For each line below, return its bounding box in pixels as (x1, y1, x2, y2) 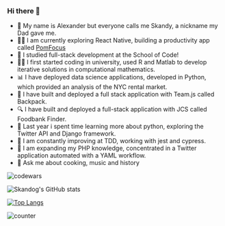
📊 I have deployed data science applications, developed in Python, (16, 73, 207, 81)
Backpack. (16, 97, 47, 105)
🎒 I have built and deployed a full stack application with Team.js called (16, 90, 215, 99)
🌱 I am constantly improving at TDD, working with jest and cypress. (16, 137, 207, 145)
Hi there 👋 (7, 6, 41, 16)
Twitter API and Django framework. (16, 129, 116, 138)
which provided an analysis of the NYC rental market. (16, 83, 168, 91)
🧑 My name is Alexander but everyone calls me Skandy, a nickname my (16, 22, 218, 30)
